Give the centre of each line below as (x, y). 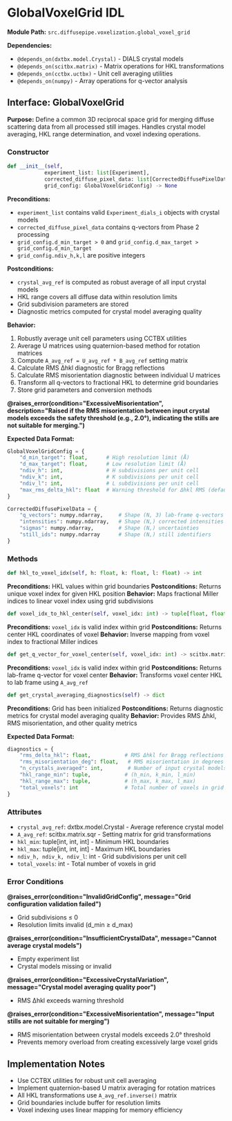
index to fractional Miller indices (52, 641)
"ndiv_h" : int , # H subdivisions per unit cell (109, 471)
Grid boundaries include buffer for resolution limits (89, 1103)
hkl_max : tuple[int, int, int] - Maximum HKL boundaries (94, 849)
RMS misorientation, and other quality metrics (72, 723)
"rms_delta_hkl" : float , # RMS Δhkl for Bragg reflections (122, 755)
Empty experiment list (48, 959)
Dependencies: (30, 45)
